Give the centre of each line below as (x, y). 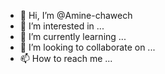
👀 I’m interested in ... (62, 26)
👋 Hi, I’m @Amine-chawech (76, 15)
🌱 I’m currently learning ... (73, 36)
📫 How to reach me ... (66, 58)
